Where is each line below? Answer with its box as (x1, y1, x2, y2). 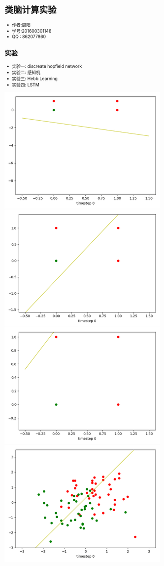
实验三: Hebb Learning (11, 75, 58, 82)
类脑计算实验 (4, 4, 57, 16)
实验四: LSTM (11, 82, 40, 87)
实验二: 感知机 (11, 69, 40, 75)
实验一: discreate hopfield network (11, 63, 82, 69)
